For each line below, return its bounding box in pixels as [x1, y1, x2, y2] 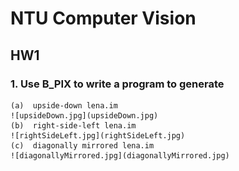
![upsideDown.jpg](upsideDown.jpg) [10, 110, 159, 121]
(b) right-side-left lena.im [10, 120, 137, 131]
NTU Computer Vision [10, 7, 197, 30]
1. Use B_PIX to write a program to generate [10, 77, 225, 91]
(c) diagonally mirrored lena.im [10, 140, 155, 151]
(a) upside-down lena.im [10, 100, 118, 111]
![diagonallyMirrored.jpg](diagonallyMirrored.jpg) [10, 150, 230, 161]
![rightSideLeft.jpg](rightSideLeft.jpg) [10, 130, 186, 141]
